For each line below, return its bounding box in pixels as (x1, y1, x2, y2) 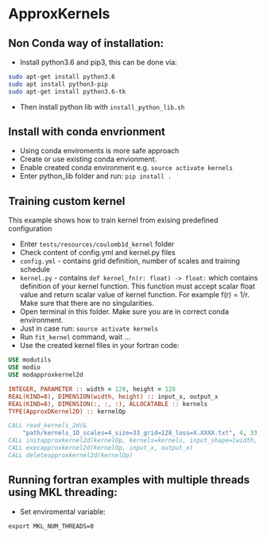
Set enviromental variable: (19, 506, 106, 517)
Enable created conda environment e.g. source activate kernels (19, 163, 233, 172)
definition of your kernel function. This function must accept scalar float (19, 281, 256, 291)
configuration (8, 224, 52, 234)
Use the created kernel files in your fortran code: (19, 341, 180, 350)
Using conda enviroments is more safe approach (19, 146, 180, 156)
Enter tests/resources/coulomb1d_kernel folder (19, 239, 175, 249)
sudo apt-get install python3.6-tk (8, 87, 126, 95)
